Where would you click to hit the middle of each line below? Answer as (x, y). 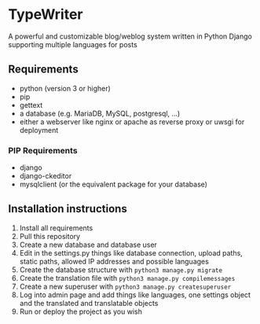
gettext (31, 105)
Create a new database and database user (88, 245)
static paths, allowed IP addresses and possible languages (114, 261)
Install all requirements (56, 228)
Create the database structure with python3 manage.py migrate (121, 270)
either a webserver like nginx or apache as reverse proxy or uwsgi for (132, 121)
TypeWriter (46, 15)
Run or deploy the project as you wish (81, 311)
